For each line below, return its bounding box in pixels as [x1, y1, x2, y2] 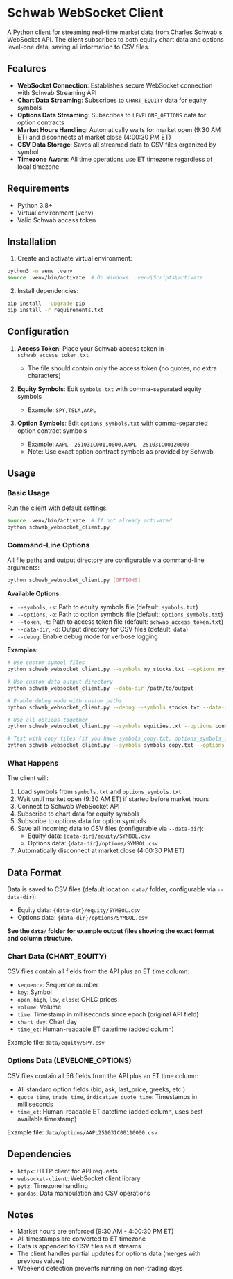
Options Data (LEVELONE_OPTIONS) [7, 1056, 132, 1066]
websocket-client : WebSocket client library [17, 1174, 141, 1182]
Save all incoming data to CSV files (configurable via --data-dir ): [17, 825, 205, 833]
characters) [27, 371, 61, 379]
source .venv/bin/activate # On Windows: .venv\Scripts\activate [7, 274, 203, 281]
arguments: [7, 563, 40, 572]
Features [7, 63, 46, 74]
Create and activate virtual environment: [17, 254, 132, 263]
